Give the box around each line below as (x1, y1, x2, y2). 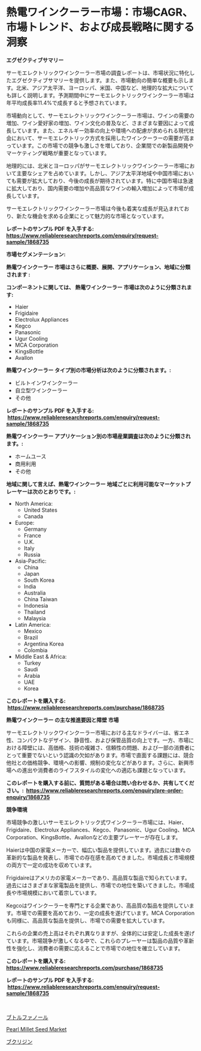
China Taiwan (23, 595, 58, 603)
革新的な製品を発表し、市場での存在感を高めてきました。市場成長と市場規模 (6, 854, 195, 861)
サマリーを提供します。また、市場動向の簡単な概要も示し (47, 76, 189, 84)
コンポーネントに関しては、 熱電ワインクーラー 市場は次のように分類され (6, 283, 187, 291)
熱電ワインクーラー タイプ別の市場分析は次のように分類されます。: (6, 367, 172, 374)
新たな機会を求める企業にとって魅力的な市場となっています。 (16, 212, 167, 220)
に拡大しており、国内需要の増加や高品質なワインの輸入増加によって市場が (6, 184, 189, 192)
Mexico (23, 627, 42, 635)
